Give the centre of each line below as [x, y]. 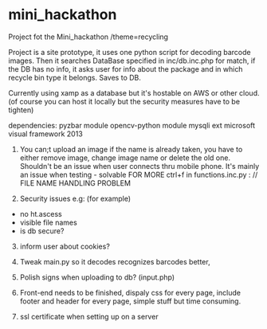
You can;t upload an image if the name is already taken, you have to [131, 149]
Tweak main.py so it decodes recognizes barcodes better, [115, 261]
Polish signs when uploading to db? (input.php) [97, 277]
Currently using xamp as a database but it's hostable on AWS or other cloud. [134, 92]
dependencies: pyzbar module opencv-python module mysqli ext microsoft [132, 125]
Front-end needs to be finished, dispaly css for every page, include [130, 292]
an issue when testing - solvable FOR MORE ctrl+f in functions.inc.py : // [139, 174]
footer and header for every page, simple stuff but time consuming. [130, 301]
